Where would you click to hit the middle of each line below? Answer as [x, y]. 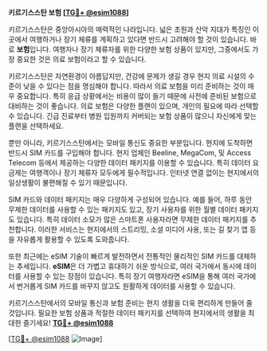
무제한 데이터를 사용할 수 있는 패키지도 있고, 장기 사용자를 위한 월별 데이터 [123, 209]
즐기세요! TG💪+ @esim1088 [68, 323]
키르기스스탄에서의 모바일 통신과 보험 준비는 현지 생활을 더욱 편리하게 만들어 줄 [131, 303]
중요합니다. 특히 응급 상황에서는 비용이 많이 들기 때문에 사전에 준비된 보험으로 [137, 96]
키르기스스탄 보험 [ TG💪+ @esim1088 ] [69, 12]
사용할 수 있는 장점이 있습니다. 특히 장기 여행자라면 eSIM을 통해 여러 [129, 276]
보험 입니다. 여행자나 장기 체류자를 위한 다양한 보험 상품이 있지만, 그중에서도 [133, 49]
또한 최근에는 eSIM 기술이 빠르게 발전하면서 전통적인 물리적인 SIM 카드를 [122, 256]
